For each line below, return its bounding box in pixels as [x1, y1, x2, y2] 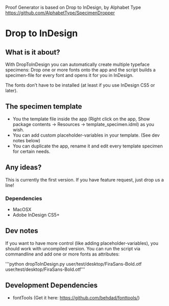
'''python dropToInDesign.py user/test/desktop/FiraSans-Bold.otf [5, 261, 142, 267]
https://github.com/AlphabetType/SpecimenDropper [5, 10, 115, 16]
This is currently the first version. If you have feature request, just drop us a [5, 176, 164, 183]
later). [5, 88, 18, 93]
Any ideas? [5, 163, 42, 172]
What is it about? [5, 48, 60, 57]
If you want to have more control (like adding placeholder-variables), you [5, 240, 159, 246]
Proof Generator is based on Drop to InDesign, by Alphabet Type [5, 5, 141, 10]
